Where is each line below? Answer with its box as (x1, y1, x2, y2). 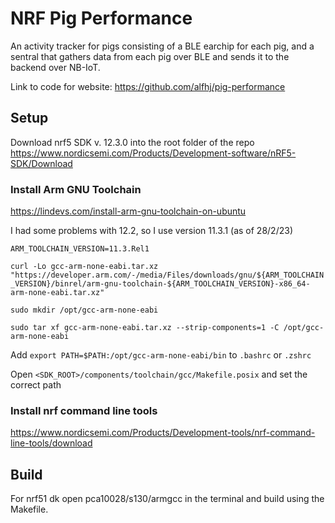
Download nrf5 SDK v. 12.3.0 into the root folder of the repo (10, 136, 255, 148)
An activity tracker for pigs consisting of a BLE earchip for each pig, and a (10, 40, 315, 52)
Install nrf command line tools (10, 403, 158, 417)
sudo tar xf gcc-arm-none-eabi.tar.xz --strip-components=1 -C (10, 323, 280, 333)
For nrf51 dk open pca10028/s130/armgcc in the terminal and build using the (10, 493, 325, 505)
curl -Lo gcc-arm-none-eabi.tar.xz (10, 262, 159, 272)
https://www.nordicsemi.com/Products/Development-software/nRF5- (10, 147, 297, 159)
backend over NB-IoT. (10, 61, 101, 73)
